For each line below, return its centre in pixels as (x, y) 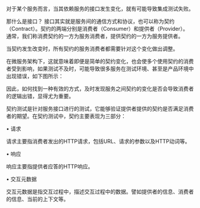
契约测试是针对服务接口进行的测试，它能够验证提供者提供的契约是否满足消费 (100, 109)
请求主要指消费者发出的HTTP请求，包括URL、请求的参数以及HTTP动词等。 (98, 141)
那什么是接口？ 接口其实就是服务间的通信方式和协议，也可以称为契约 (90, 21)
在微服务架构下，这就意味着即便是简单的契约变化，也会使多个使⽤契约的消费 (100, 61)
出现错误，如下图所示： (35, 76)
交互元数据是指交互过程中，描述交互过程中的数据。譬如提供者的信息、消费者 (100, 192)
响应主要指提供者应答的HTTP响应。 (50, 167)
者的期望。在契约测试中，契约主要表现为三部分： (66, 116)
